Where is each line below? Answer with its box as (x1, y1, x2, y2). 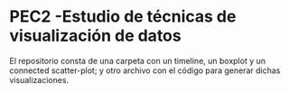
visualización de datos (9, 25, 182, 46)
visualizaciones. (9, 74, 70, 85)
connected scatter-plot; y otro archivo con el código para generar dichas (9, 65, 281, 76)
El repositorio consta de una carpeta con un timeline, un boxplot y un (9, 55, 266, 66)
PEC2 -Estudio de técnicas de (9, 6, 237, 27)
